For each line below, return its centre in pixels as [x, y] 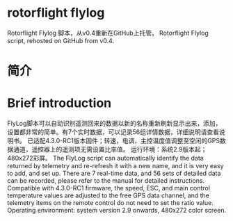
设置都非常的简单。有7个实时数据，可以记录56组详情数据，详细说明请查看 [113, 132]
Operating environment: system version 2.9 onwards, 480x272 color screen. [117, 211]
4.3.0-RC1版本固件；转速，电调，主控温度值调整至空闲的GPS [132, 141]
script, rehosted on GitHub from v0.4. [61, 40]
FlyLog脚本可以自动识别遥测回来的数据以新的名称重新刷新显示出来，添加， [114, 124]
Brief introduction [59, 103]
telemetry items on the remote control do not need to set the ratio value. [110, 203]
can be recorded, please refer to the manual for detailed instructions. [106, 181]
